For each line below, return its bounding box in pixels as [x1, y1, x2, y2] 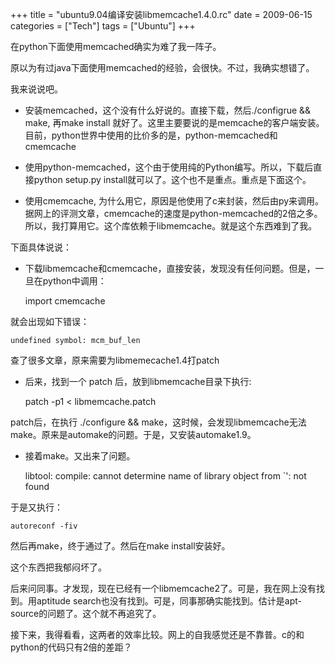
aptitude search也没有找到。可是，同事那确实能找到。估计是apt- [36, 595, 302, 607]
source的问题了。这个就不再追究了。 [10, 608, 162, 619]
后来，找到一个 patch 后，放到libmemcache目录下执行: [24, 376, 252, 387]
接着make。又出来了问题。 [24, 450, 136, 462]
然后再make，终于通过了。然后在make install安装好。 [10, 540, 231, 552]
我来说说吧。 [10, 83, 63, 95]
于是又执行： [10, 501, 63, 513]
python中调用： [42, 275, 107, 287]
